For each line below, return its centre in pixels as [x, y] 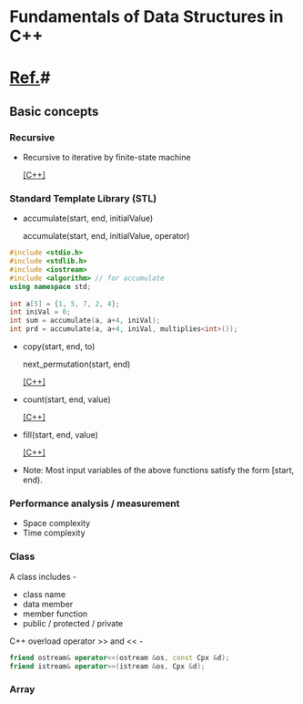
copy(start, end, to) [59, 347]
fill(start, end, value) [60, 435]
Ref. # [30, 78]
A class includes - [43, 576]
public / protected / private [73, 623]
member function [55, 614]
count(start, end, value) [66, 399]
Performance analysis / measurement [95, 503]
